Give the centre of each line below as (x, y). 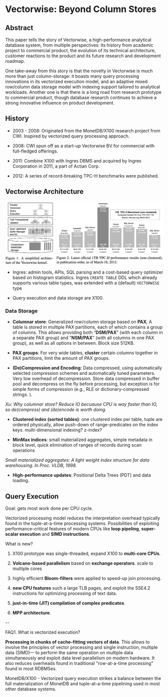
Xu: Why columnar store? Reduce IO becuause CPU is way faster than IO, (81, 404)
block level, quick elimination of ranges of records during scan (77, 445)
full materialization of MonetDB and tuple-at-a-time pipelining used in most (83, 684)
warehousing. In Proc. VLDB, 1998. (41, 466)
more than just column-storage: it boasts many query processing (72, 76)
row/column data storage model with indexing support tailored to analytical (83, 87)
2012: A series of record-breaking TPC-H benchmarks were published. (86, 176)
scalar (12, 534)
